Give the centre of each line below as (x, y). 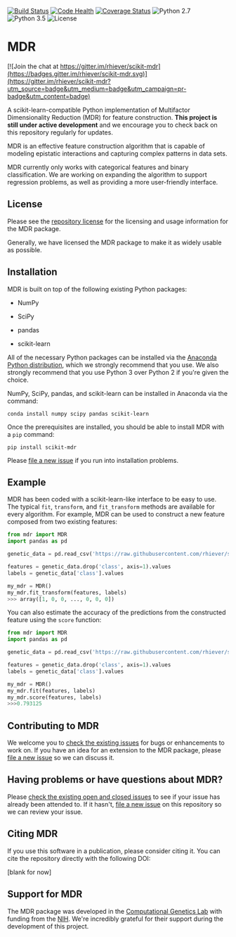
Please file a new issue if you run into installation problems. (93, 460)
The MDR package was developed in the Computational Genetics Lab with (115, 911)
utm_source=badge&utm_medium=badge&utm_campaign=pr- (97, 89)
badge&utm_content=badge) (49, 96)
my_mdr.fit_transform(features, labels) (67, 592)
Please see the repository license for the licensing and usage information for (118, 221)
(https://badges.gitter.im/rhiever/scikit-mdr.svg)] (77, 73)
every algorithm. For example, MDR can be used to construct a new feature (116, 514)
